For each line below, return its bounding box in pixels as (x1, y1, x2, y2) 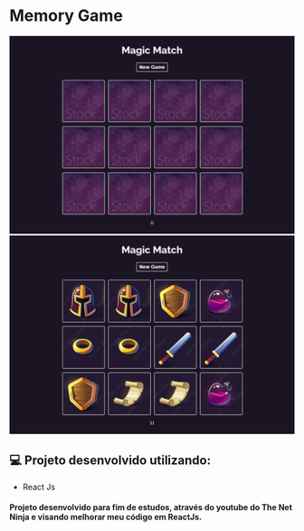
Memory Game (9, 5, 124, 26)
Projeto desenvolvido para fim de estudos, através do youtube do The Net (9, 502, 292, 513)
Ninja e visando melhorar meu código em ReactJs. (9, 512, 202, 523)
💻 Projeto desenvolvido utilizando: (9, 453, 211, 469)
